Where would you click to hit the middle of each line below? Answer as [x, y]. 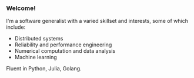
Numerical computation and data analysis [65, 51]
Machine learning [36, 57]
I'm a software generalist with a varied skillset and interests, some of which [97, 21]
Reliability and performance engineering [63, 45]
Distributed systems [39, 39]
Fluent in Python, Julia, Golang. [44, 69]
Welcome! [21, 8]
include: [16, 27]
